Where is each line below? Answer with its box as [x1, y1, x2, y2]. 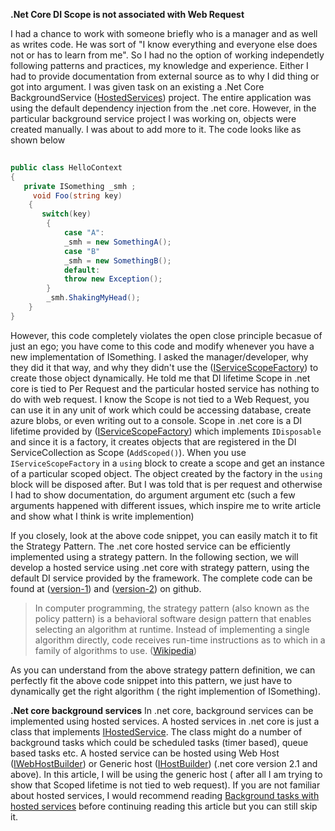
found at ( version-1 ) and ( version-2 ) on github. [10, 582, 202, 594]
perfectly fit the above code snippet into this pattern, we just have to [10, 674, 293, 686]
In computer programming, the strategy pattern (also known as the [34, 602, 310, 614]
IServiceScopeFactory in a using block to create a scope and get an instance [10, 457, 325, 469]
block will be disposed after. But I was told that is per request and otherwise [10, 478, 323, 490]
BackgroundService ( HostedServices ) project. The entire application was [10, 92, 312, 103]
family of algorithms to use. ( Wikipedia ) [34, 644, 198, 656]
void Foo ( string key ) [32, 190, 123, 201]
